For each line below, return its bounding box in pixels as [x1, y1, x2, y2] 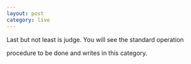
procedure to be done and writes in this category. [6, 49, 148, 57]
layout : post [6, 10, 44, 17]
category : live [6, 17, 51, 23]
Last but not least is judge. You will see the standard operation [6, 35, 184, 43]
